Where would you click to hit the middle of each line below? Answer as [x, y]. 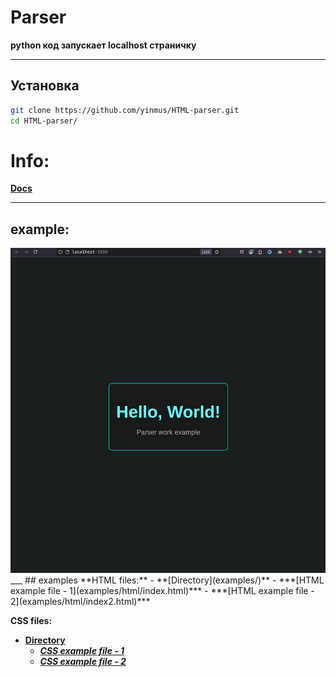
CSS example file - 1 [82, 650]
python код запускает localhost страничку [103, 45]
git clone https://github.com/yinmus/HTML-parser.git [125, 110]
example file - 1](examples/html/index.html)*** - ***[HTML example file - [162, 590]
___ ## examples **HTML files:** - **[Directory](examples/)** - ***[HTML [167, 580]
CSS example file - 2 [83, 661]
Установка [45, 86]
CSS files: [31, 620]
